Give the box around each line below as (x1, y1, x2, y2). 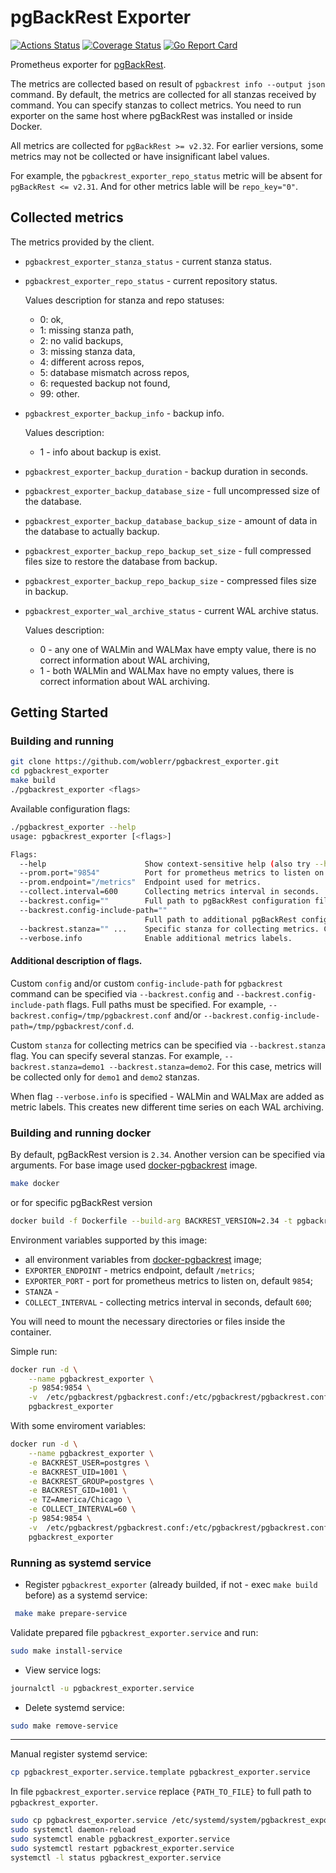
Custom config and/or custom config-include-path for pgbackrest (10, 977, 283, 989)
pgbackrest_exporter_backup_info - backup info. (24, 407, 225, 419)
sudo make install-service (10, 1646, 123, 1656)
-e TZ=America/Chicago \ (28, 1495, 132, 1505)
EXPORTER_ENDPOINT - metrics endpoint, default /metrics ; (24, 1264, 255, 1276)
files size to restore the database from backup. (24, 555, 218, 567)
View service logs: (24, 1664, 102, 1676)
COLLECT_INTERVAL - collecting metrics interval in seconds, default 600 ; (24, 1296, 313, 1308)
